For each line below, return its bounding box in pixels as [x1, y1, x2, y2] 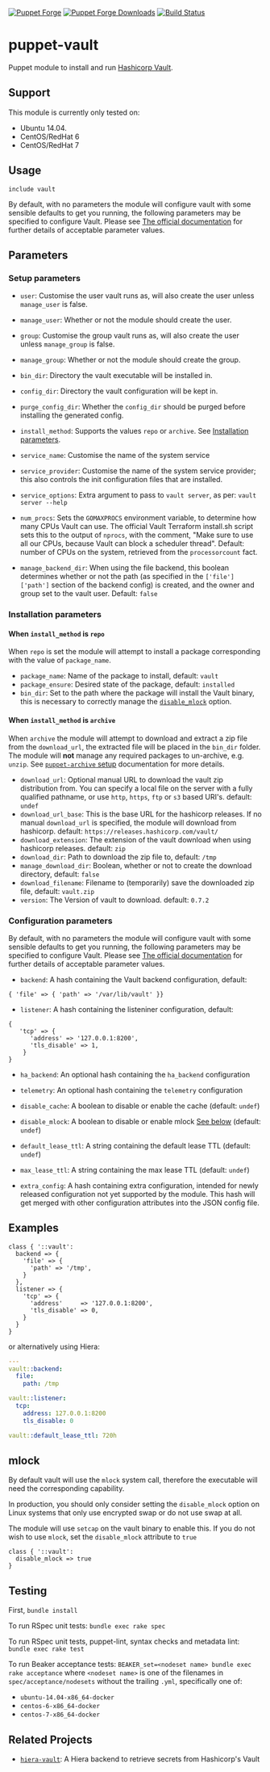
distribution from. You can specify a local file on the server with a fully [19, 783, 253, 793]
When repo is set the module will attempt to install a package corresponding [8, 647, 260, 657]
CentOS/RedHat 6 [19, 132, 80, 141]
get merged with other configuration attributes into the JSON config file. [19, 1198, 260, 1207]
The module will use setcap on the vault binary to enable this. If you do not [8, 1523, 255, 1534]
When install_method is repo [8, 628, 105, 638]
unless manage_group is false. [19, 339, 115, 349]
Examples [8, 1221, 59, 1235]
